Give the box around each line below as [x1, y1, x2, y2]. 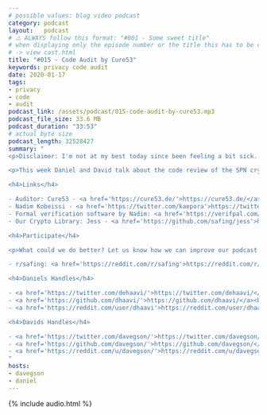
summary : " [8, 145, 44, 153]
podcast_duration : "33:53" [8, 122, 98, 130]
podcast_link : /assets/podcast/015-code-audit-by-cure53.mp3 [8, 108, 215, 116]
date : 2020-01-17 [8, 71, 66, 79]
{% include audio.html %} [8, 398, 93, 408]
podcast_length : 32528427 [8, 137, 94, 145]
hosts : [8, 363, 30, 370]
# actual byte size [8, 130, 73, 138]
